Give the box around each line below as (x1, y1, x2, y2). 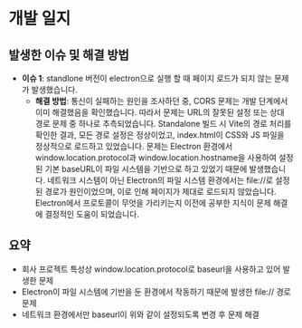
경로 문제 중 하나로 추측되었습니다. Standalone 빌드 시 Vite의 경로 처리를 (34, 119, 292, 129)
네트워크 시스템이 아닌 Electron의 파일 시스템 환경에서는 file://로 (47, 175, 273, 186)
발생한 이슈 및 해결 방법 (8, 47, 130, 63)
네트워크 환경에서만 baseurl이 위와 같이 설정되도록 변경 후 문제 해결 (21, 309, 260, 320)
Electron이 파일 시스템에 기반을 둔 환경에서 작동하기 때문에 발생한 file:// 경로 (21, 286, 291, 297)
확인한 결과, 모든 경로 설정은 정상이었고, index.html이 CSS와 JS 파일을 (34, 130, 285, 140)
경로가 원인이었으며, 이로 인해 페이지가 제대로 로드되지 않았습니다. (44, 187, 277, 197)
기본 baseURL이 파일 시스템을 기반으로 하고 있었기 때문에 (44, 164, 248, 174)
